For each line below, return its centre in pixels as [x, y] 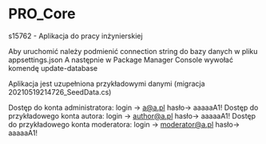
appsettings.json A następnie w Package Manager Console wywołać [121, 60]
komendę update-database [53, 68]
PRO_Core [42, 14]
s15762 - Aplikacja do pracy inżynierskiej [75, 36]
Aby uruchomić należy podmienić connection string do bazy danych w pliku [133, 51]
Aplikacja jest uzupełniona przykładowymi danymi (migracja [107, 84]
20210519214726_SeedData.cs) [60, 91]
